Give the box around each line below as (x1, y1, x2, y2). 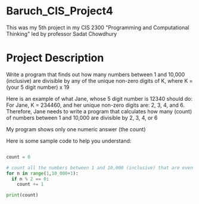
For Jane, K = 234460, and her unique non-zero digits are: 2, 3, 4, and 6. (6, 101, 185, 109)
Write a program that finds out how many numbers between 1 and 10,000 (6, 70, 185, 78)
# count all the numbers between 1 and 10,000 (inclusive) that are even (6, 165, 194, 171)
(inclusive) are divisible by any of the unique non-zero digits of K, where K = (6, 77, 193, 84)
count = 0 (6, 154, 31, 160)
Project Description (6, 51, 104, 65)
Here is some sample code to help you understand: (6, 137, 132, 144)
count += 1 (17, 181, 44, 187)
